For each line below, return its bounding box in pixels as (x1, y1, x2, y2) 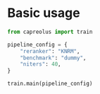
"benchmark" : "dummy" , (20, 54, 87, 61)
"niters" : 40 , (20, 61, 61, 68)
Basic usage (7, 5, 80, 21)
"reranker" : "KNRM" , (20, 47, 80, 54)
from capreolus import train (7, 28, 93, 35)
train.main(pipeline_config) (7, 80, 93, 88)
